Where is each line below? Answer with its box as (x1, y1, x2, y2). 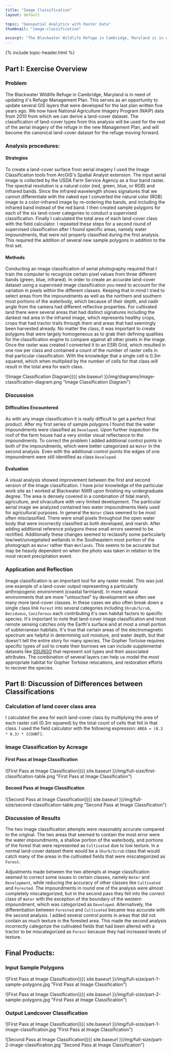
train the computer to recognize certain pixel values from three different (5, 271, 157, 277)
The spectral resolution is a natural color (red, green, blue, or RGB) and (5, 182, 155, 188)
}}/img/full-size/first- (112, 768, 156, 774)
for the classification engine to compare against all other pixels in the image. (5, 336, 166, 343)
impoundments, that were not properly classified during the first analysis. (5, 231, 160, 238)
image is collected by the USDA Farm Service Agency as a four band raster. (5, 177, 165, 183)
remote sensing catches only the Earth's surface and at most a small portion (5, 621, 166, 627)
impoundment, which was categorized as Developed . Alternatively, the (5, 901, 153, 908)
